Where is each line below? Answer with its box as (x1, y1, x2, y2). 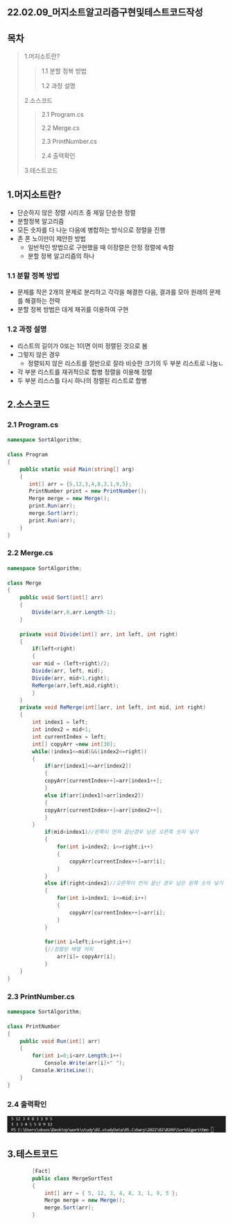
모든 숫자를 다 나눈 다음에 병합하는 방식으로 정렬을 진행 (17, 226, 166, 234)
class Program (7, 451, 49, 459)
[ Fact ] (32, 1167, 51, 1174)
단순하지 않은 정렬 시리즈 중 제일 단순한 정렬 (17, 208, 137, 217)
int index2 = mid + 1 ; (32, 726, 92, 733)
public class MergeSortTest (32, 1175, 113, 1182)
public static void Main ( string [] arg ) (19, 466, 135, 472)
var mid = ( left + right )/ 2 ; (32, 660, 110, 667)
